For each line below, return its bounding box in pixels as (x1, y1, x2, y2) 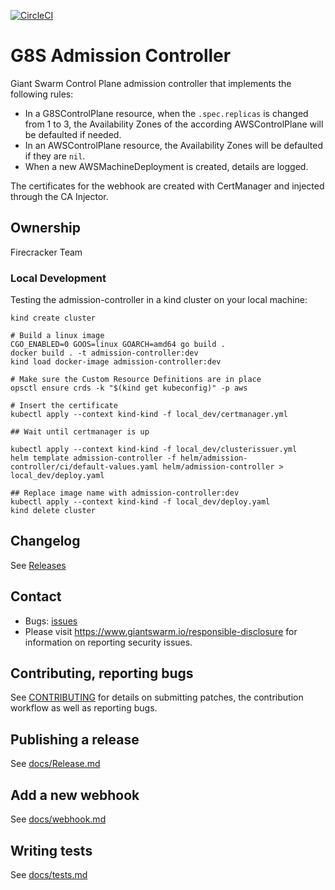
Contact (10, 588, 62, 605)
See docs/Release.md (10, 758, 101, 770)
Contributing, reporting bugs (10, 665, 194, 682)
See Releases (10, 559, 67, 571)
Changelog (10, 533, 81, 550)
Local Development (10, 271, 107, 285)
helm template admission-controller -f (10, 453, 177, 464)
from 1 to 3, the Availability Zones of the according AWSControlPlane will (24, 118, 324, 130)
